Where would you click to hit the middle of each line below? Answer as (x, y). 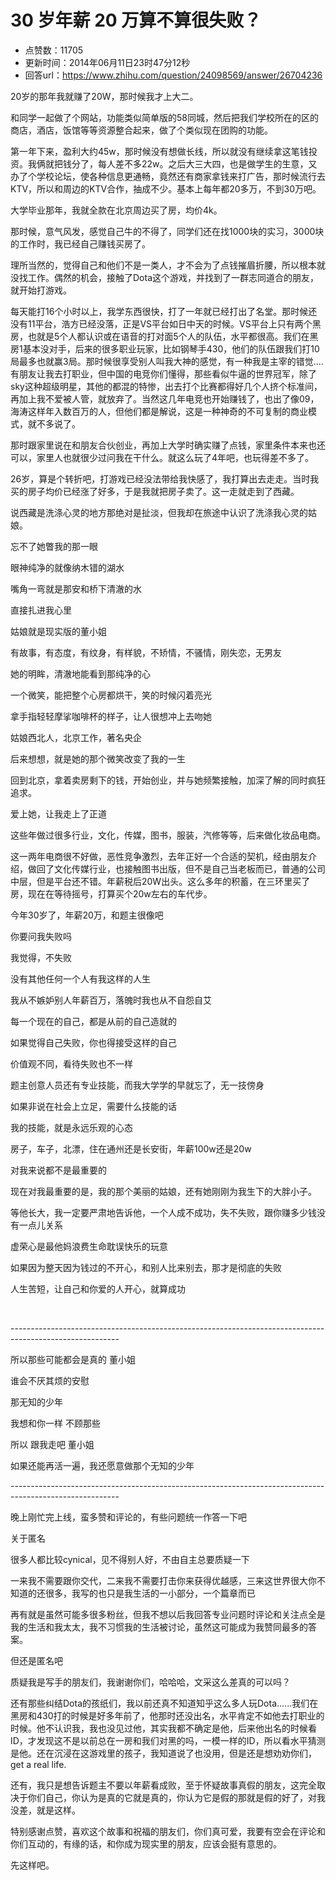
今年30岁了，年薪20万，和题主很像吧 (87, 915)
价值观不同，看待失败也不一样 (71, 1063)
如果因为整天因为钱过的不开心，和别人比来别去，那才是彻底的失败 (146, 1267)
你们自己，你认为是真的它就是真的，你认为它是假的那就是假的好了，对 (172, 1797)
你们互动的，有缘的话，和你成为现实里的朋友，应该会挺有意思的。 (146, 1843)
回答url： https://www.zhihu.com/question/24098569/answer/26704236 (173, 75)
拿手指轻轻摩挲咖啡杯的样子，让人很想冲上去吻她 (111, 716)
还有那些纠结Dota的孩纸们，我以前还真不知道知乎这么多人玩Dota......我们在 (164, 1703)
